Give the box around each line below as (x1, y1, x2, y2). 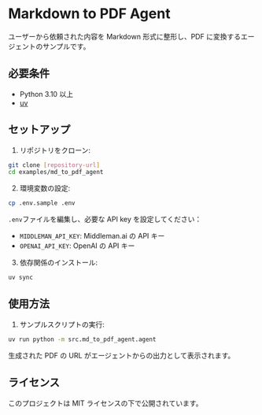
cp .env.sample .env (8, 199, 76, 207)
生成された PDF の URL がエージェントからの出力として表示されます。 (8, 350, 235, 360)
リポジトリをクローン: (19, 145, 91, 154)
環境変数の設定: (19, 183, 71, 193)
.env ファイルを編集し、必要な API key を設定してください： (8, 214, 202, 224)
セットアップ (8, 123, 71, 136)
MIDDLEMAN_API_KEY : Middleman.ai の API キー (19, 232, 165, 241)
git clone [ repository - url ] (8, 161, 101, 169)
